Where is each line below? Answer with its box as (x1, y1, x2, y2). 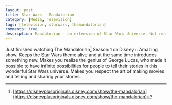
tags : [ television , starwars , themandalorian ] (5, 22, 106, 27)
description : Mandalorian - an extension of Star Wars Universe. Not (5, 31, 157, 36)
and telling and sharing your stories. (5, 73, 81, 79)
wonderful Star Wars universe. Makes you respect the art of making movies (5, 68, 165, 74)
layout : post (5, 7, 33, 13)
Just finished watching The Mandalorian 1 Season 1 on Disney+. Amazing (5, 46, 158, 52)
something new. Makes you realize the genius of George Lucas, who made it (5, 57, 166, 63)
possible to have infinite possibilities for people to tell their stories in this (5, 62, 158, 69)
